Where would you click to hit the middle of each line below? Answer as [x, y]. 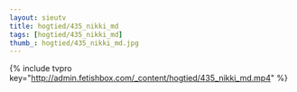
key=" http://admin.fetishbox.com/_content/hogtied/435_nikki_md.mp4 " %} [149, 78]
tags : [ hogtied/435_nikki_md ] [66, 34]
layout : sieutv [38, 18]
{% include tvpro [41, 69]
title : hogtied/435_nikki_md [64, 26]
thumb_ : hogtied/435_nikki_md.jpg [74, 43]
